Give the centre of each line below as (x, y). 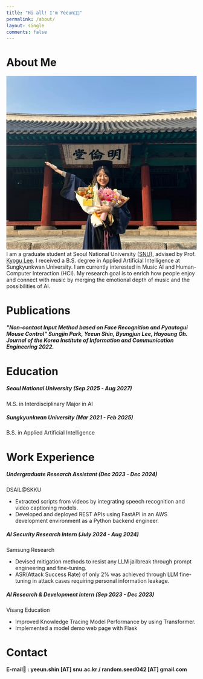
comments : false (27, 32)
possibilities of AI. (28, 286)
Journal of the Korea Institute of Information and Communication (90, 340)
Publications (38, 310)
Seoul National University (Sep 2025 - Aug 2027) (69, 389)
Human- (186, 267)
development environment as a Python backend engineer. (87, 520)
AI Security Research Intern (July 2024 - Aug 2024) (72, 534)
